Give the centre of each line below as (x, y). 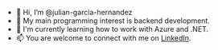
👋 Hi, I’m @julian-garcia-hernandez (74, 12)
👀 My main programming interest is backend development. (113, 21)
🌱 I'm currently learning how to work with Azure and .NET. (112, 29)
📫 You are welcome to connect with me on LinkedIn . (103, 38)
